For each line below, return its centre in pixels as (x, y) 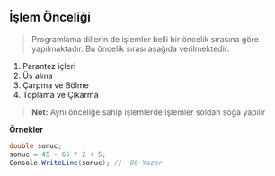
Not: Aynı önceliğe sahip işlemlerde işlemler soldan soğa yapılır (148, 112)
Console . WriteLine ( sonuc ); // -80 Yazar (86, 163)
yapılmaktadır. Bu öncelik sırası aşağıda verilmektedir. (130, 48)
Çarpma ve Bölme (56, 85)
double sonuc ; (36, 145)
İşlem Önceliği (50, 18)
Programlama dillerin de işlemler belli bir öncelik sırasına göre (145, 39)
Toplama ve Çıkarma (60, 94)
